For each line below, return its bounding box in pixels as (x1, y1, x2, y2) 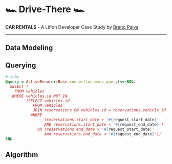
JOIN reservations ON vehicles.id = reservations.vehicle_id (32, 108, 166, 113)
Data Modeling (5, 43, 53, 52)
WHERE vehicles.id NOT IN (12, 93, 68, 99)
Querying (5, 61, 36, 69)
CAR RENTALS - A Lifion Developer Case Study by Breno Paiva (5, 24, 139, 30)
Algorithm (5, 150, 38, 159)
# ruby (5, 75, 19, 80)
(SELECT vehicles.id (26, 98, 70, 103)
